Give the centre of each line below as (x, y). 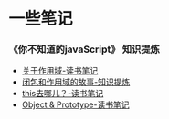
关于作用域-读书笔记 (60, 71)
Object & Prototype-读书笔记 (75, 104)
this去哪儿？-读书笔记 (63, 94)
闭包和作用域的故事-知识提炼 (76, 82)
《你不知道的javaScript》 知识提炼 (84, 49)
